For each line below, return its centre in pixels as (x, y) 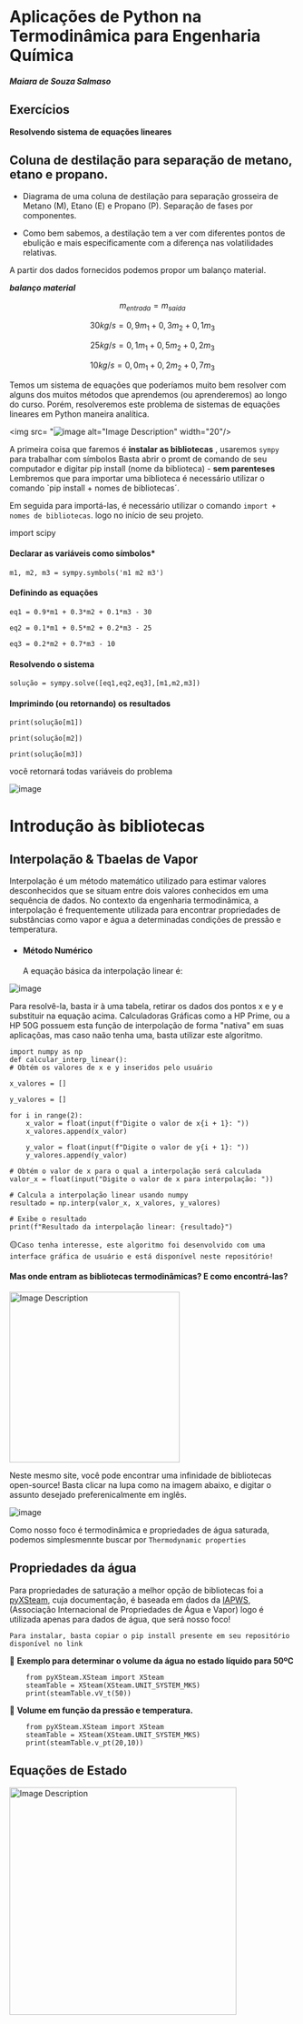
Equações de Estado (68, 1771)
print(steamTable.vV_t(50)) (78, 1693)
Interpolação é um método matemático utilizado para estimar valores (138, 881)
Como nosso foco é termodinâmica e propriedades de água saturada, (140, 1530)
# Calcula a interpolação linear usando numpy (99, 1195)
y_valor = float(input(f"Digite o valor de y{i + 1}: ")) (137, 1147)
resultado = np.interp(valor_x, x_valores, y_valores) (115, 1203)
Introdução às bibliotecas (108, 826)
